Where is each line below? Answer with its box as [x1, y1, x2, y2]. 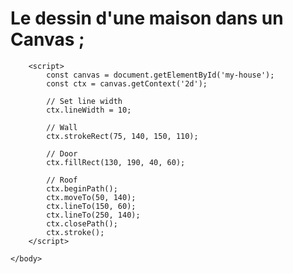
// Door [46, 148, 78, 159]
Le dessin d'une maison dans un [10, 7, 284, 30]
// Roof [46, 175, 78, 185]
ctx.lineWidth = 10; [46, 105, 132, 115]
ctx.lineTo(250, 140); [46, 210, 141, 220]
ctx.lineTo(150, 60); [46, 201, 137, 211]
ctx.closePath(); [46, 218, 118, 229]
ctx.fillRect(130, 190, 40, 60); [46, 157, 186, 167]
